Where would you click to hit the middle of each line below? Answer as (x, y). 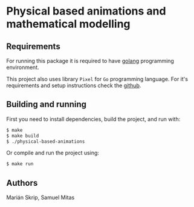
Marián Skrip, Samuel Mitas (40, 197)
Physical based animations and (86, 11)
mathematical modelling (69, 24)
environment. (23, 67)
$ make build (23, 136)
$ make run (20, 164)
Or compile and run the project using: (53, 153)
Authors (22, 183)
